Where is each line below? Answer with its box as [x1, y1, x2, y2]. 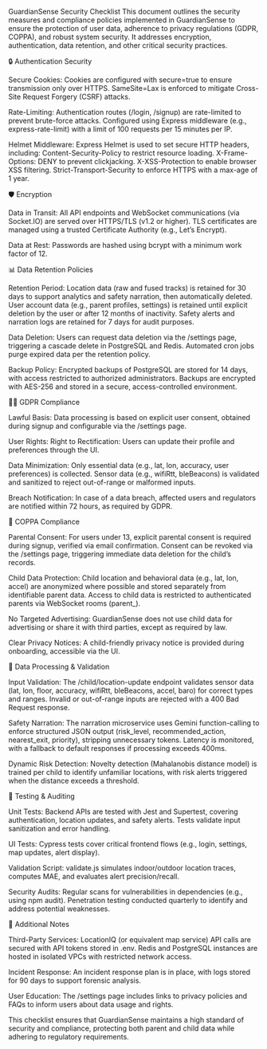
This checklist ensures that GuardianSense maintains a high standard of [8, 1016, 245, 1024]
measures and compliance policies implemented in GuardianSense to [8, 15, 235, 25]
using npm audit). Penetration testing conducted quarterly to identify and [8, 896, 249, 905]
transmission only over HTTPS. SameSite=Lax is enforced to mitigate [8, 84, 235, 92]
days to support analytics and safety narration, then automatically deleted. [8, 292, 253, 301]
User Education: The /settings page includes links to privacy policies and [8, 992, 248, 1000]
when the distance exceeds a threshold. [8, 776, 139, 785]
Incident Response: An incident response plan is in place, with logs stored [8, 968, 251, 976]
